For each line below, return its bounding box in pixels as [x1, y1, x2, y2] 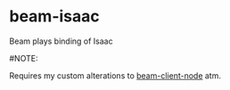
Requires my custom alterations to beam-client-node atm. [9, 70, 221, 81]
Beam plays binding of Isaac [9, 36, 113, 46]
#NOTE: [9, 53, 38, 63]
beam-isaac [9, 6, 100, 27]
